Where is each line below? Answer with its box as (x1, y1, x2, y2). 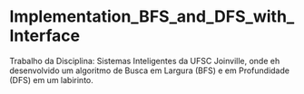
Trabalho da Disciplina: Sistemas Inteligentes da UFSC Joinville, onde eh (9, 55, 280, 66)
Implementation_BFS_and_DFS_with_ (9, 6, 295, 27)
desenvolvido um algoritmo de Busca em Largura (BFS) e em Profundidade (9, 65, 290, 76)
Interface (9, 25, 80, 46)
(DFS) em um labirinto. (9, 74, 93, 85)
